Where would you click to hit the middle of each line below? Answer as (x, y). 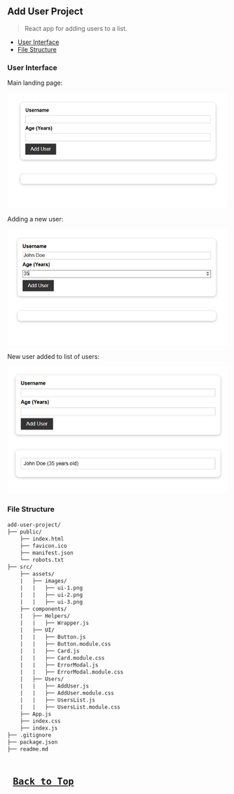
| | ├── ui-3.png (51, 602)
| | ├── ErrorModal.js (59, 665)
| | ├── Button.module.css (66, 644)
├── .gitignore (29, 735)
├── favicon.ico (44, 546)
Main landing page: (35, 83)
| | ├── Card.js (50, 651)
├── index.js (39, 728)
